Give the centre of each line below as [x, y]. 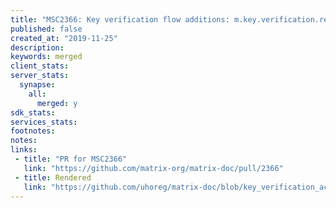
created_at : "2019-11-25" [64, 38]
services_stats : [44, 122]
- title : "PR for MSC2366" [71, 159]
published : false [46, 29]
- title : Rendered [53, 177]
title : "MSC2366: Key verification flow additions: [120, 19]
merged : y [57, 103]
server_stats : [40, 76]
